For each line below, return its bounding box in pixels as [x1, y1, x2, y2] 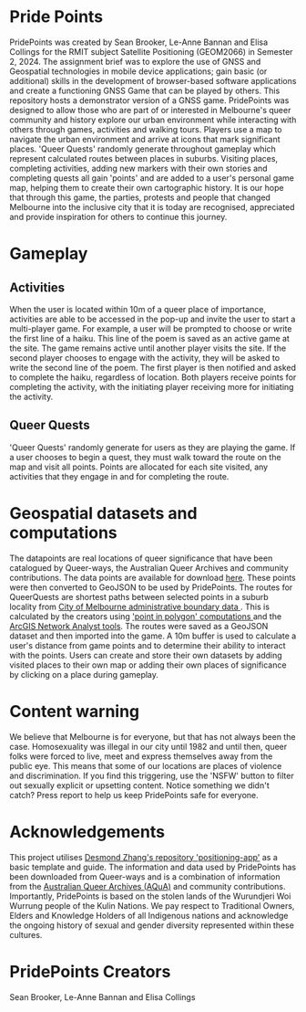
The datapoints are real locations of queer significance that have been [9, 553, 273, 564]
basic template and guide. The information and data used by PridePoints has [9, 861, 297, 872]
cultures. [9, 929, 43, 940]
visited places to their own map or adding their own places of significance [9, 659, 287, 670]
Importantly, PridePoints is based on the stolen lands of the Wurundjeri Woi [9, 891, 291, 901]
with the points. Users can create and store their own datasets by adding [9, 649, 282, 660]
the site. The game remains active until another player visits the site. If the [9, 343, 287, 353]
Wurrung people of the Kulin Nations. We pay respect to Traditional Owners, [9, 900, 295, 911]
